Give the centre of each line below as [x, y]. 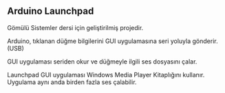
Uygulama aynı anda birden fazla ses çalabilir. [72, 82]
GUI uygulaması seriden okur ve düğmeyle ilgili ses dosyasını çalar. [102, 62]
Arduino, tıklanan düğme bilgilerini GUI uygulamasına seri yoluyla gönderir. [112, 41]
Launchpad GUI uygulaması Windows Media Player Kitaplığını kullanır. [106, 75]
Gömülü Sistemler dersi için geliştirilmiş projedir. [75, 27]
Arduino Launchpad [51, 11]
